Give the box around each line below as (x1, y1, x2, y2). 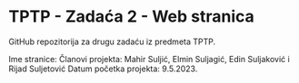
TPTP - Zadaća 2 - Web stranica (8, 6, 255, 27)
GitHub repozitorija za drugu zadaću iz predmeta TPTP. (8, 36, 216, 47)
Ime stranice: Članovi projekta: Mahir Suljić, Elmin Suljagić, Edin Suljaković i (8, 53, 290, 64)
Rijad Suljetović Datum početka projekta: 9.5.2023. (8, 63, 198, 74)
